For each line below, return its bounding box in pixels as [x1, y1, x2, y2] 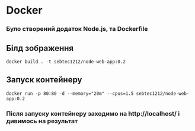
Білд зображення [6, 43, 74, 53]
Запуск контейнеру [6, 75, 82, 85]
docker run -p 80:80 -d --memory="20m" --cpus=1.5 [6, 90, 134, 97]
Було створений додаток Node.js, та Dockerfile [6, 25, 148, 33]
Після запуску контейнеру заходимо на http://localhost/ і [6, 109, 180, 117]
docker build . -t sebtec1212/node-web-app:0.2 [6, 59, 126, 65]
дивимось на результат [6, 117, 78, 125]
